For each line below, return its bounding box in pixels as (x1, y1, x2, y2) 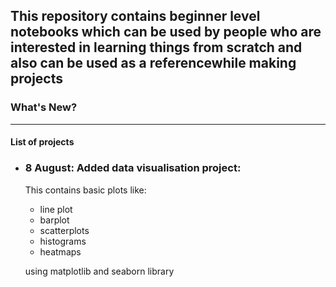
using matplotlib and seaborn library (24, 265, 175, 277)
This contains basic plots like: (24, 184, 147, 196)
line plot (39, 203, 73, 215)
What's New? (10, 100, 78, 114)
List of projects (10, 136, 75, 148)
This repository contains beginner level (10, 8, 261, 25)
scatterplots (39, 224, 90, 236)
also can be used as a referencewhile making (10, 55, 297, 72)
